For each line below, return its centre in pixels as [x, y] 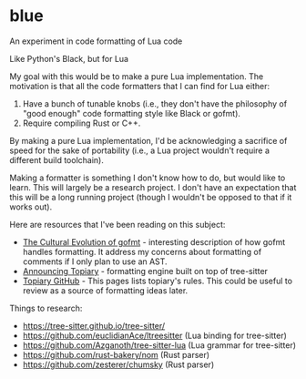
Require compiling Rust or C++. [82, 123]
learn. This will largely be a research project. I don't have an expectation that [153, 187]
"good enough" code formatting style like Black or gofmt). [132, 113]
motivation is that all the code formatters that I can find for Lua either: [140, 86]
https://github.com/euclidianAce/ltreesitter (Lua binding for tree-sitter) [154, 335]
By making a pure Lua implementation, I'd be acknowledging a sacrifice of [148, 140]
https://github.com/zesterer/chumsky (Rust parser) [118, 364]
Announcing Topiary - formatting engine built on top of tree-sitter [145, 271]
